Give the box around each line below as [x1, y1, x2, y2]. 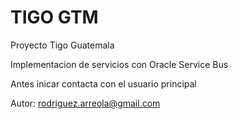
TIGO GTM [10, 6, 99, 29]
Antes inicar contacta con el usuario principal [10, 77, 197, 90]
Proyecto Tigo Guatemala [10, 39, 115, 51]
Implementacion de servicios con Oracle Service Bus [10, 58, 229, 70]
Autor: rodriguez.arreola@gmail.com [10, 97, 161, 109]
